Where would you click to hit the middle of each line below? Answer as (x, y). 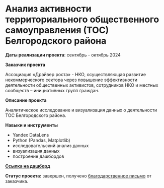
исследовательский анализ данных (51, 145)
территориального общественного (82, 19)
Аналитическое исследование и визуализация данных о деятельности (81, 110)
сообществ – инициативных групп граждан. (52, 90)
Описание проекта (26, 100)
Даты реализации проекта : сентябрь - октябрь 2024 (63, 55)
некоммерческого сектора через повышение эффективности (71, 80)
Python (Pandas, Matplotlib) (41, 140)
